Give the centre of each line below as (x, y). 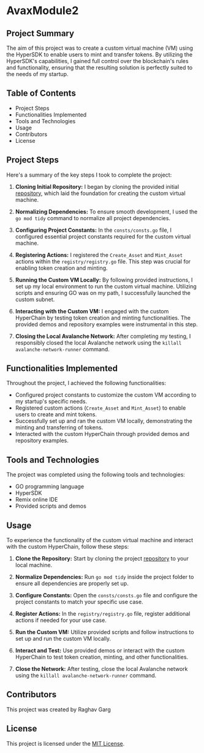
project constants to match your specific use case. (79, 602)
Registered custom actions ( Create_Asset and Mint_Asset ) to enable (100, 408)
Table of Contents (41, 94)
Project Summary (40, 33)
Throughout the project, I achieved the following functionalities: (86, 383)
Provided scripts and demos (51, 506)
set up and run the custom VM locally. (63, 639)
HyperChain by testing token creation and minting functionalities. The (103, 318)
